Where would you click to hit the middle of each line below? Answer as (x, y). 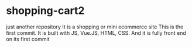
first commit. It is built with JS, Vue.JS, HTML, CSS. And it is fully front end (96, 32)
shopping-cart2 (45, 11)
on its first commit (28, 39)
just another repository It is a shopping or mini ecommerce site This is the (95, 27)
